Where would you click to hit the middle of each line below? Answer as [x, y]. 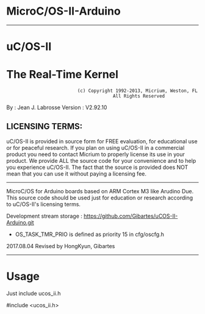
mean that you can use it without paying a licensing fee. [76, 173]
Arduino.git [20, 222]
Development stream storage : [44, 216]
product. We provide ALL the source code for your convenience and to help [101, 160]
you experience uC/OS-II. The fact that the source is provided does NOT [97, 167]
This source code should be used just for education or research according [100, 198]
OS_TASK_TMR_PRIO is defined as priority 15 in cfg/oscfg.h [90, 234]
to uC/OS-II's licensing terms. [44, 204]
